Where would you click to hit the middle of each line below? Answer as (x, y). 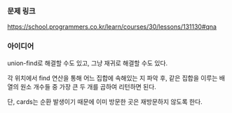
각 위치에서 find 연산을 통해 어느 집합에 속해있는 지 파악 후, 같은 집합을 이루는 (112, 78)
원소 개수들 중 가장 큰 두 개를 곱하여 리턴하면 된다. (88, 86)
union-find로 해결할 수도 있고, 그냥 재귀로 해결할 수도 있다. (88, 63)
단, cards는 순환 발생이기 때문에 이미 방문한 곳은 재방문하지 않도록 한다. (105, 101)
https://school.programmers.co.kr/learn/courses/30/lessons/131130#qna (112, 27)
